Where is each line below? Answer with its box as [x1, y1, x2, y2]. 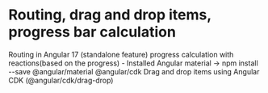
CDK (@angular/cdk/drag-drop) [8, 75, 114, 85]
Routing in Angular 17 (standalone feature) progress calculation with [8, 49, 234, 59]
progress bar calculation [8, 23, 176, 41]
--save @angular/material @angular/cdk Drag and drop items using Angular [8, 66, 260, 76]
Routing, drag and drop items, [8, 6, 211, 24]
